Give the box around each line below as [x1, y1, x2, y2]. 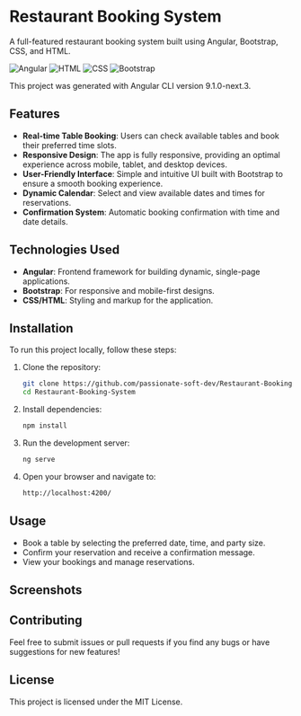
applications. [22, 276, 70, 287]
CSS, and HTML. [9, 45, 71, 56]
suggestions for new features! [9, 646, 120, 657]
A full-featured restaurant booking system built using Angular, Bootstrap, [9, 36, 279, 47]
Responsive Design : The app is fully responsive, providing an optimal [22, 149, 280, 160]
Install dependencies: [22, 404, 102, 415]
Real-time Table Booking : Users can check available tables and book [22, 130, 280, 141]
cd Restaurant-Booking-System [22, 388, 137, 397]
